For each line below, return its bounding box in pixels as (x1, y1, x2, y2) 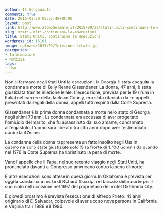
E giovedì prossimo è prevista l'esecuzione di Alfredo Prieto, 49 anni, (5, 193, 143, 199)
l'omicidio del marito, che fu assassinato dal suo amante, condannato (5, 119, 144, 125)
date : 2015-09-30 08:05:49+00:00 (5, 16, 73, 21)
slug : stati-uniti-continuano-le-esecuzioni (5, 30, 97, 34)
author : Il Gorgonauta (5, 7, 51, 12)
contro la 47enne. (5, 130, 40, 135)
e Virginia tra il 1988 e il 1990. (5, 203, 64, 209)
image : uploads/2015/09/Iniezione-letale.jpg (5, 43, 98, 48)
